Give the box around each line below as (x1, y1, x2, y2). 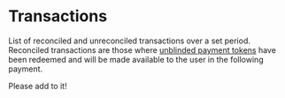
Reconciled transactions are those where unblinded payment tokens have (8, 44, 276, 55)
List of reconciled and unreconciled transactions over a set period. (8, 35, 251, 46)
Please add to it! (8, 80, 67, 91)
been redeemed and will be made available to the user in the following (8, 54, 264, 64)
